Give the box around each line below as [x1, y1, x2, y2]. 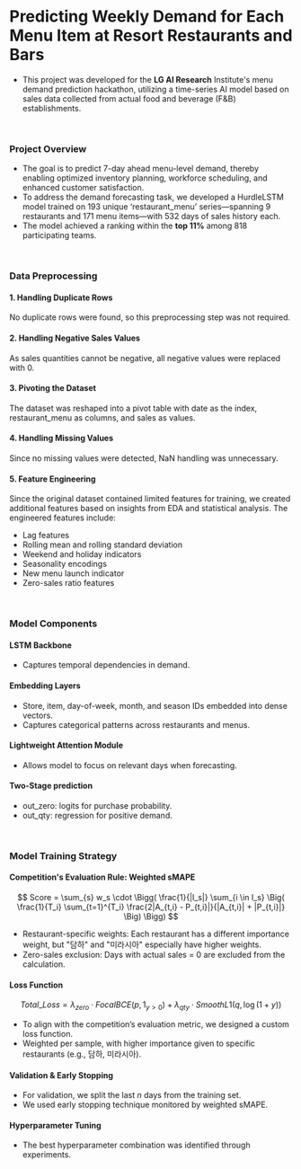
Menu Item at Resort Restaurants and [9, 25, 293, 46]
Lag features [22, 530, 70, 541]
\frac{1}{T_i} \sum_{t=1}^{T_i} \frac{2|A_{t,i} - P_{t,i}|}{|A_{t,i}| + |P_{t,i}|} [16, 901, 286, 913]
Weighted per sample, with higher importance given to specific [22, 1038, 256, 1049]
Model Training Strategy [9, 849, 118, 862]
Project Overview [9, 142, 87, 155]
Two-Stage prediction [9, 780, 93, 792]
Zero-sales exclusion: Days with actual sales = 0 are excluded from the [22, 950, 286, 961]
